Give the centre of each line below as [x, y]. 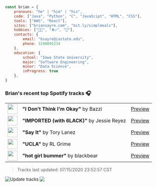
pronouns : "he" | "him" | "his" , [48, 12]
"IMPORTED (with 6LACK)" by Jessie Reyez [74, 121]
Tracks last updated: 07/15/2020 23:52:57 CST [64, 170]
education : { [27, 53]
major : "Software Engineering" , [56, 62]
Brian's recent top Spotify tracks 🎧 [48, 93]
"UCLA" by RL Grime [47, 144]
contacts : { [26, 34]
